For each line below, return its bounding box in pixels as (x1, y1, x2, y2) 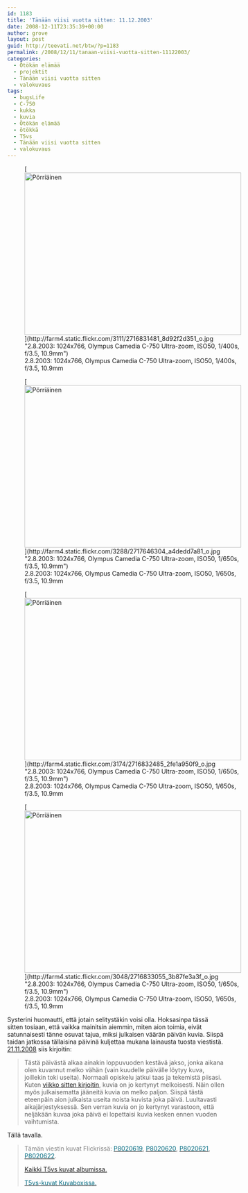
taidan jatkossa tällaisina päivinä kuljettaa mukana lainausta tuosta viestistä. (7, 1037, 224, 1046)
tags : (7, 87, 23, 94)
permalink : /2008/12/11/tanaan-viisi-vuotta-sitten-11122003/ (7, 49, 191, 56)
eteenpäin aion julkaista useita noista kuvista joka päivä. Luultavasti (24, 1095, 217, 1103)
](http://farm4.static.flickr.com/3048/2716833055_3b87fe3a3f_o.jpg (24, 973, 219, 981)
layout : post (7, 36, 45, 43)
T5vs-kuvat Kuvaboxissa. (24, 1178, 97, 1187)
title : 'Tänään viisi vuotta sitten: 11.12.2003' (7, 17, 154, 24)
